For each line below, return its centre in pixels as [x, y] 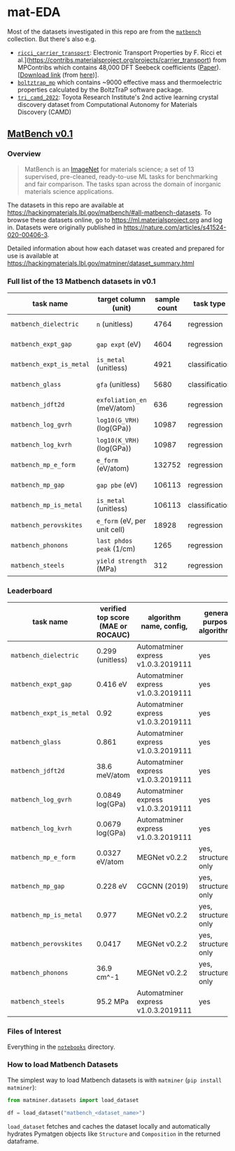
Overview [24, 154]
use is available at [33, 255]
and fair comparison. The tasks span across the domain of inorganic [123, 184]
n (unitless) [115, 324]
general [217, 613]
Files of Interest [34, 1031]
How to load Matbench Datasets [63, 1065]
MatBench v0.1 [40, 134]
